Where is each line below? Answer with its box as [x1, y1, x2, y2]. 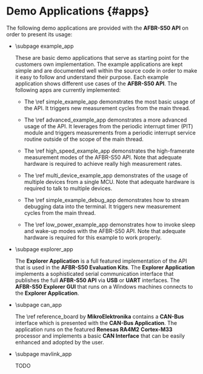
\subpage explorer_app [15, 245, 74, 252]
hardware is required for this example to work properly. [24, 234, 162, 241]
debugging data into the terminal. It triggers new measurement [24, 203, 181, 210]
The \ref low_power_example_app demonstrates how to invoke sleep [24, 221, 196, 228]
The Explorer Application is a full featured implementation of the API [15, 257, 187, 264]
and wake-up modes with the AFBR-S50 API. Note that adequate [24, 227, 186, 234]
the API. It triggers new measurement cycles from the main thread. [24, 104, 191, 111]
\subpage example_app [15, 42, 74, 50]
